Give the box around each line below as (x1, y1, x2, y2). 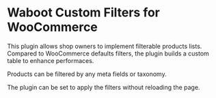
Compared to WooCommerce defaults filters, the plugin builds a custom (7, 49, 210, 58)
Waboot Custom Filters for (7, 5, 161, 21)
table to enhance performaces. (7, 56, 94, 64)
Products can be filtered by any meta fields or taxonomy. (7, 70, 167, 78)
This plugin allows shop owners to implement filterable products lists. (7, 42, 202, 50)
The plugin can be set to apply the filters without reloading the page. (7, 83, 200, 91)
